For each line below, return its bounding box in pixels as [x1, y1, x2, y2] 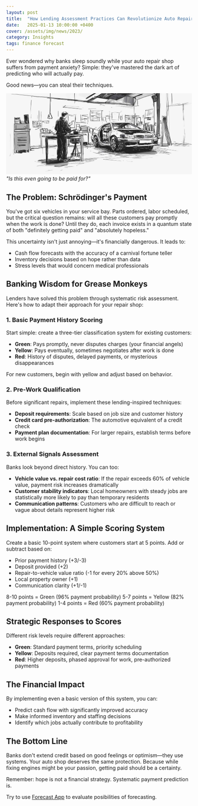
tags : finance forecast [6, 41, 65, 47]
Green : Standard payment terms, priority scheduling [14, 643, 142, 651]
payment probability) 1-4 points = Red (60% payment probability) [6, 599, 165, 607]
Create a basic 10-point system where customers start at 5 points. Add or [6, 539, 184, 546]
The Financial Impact [6, 679, 85, 689]
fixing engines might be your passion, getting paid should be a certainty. [6, 764, 182, 771]
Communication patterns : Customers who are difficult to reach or [14, 500, 176, 507]
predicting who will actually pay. [6, 70, 84, 77]
